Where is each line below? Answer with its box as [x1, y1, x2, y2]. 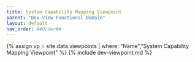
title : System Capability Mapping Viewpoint [6, 9, 122, 15]
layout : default [6, 20, 48, 26]
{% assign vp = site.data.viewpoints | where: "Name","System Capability [6, 43, 189, 50]
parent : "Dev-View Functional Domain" [6, 15, 105, 21]
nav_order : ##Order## [6, 26, 62, 32]
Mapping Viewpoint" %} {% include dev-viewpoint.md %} [6, 49, 152, 57]
